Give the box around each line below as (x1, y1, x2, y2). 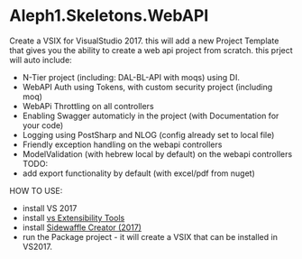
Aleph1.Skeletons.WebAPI (9, 5, 209, 26)
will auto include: (9, 54, 72, 65)
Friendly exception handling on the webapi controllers (22, 139, 223, 150)
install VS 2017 (22, 202, 78, 213)
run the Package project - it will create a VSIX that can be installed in (22, 231, 278, 242)
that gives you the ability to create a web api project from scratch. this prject (9, 44, 293, 55)
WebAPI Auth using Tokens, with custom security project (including (22, 81, 273, 92)
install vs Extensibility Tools (22, 212, 125, 223)
